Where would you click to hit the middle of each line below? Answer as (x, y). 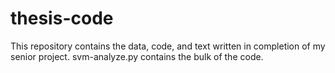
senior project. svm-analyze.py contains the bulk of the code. (137, 56)
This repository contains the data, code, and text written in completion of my (168, 46)
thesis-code (62, 18)
